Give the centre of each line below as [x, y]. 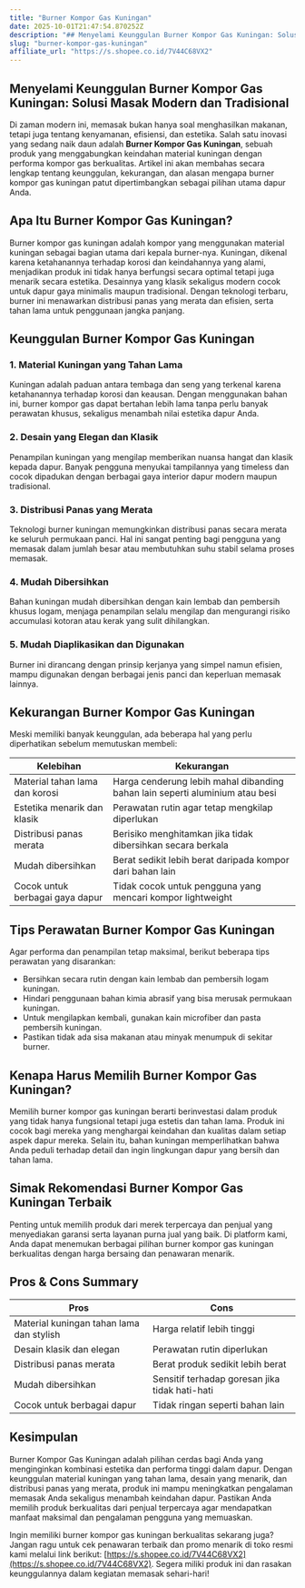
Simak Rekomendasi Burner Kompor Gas [126, 1188]
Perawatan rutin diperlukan [210, 1349]
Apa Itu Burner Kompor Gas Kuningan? [121, 221]
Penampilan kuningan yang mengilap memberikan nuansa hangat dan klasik [151, 457]
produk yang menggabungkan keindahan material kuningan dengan [136, 153]
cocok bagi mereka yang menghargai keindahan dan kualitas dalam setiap [148, 1131]
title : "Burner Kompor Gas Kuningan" [81, 18]
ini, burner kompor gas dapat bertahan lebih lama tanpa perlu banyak [139, 404]
